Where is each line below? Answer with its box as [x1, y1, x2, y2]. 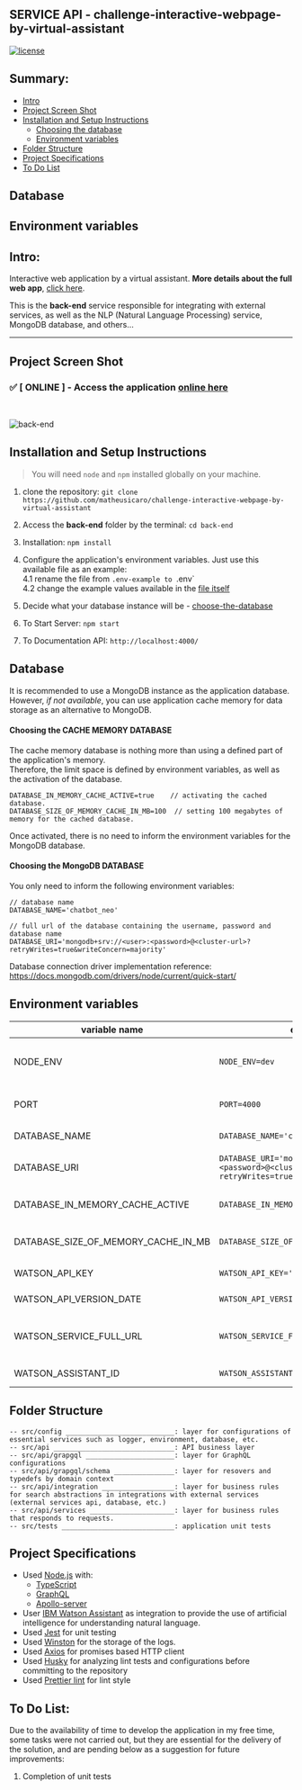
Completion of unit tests [22, 1771, 112, 1782]
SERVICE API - [9, 7, 92, 22]
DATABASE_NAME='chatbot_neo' [9, 905, 119, 914]
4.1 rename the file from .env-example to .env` [22, 573, 195, 584]
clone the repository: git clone [22, 486, 138, 497]
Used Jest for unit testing [22, 1627, 117, 1638]
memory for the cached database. [9, 814, 135, 823]
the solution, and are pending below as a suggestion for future [9, 1744, 240, 1755]
